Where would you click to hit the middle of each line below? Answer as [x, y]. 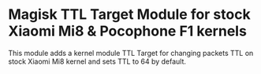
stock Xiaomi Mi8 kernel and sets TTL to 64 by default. [97, 61]
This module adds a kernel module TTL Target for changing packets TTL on [131, 53]
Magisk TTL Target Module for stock [129, 15]
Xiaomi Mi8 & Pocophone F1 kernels [127, 31]
